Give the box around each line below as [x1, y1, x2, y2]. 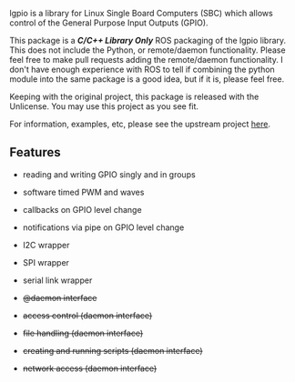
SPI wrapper [22, 256, 70, 267]
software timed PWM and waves [22, 186, 145, 197]
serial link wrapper [22, 275, 93, 286]
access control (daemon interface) [22, 309, 153, 321]
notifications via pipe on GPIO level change [22, 222, 185, 233]
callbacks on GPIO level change [22, 204, 143, 215]
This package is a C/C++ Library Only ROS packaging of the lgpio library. [9, 35, 287, 45]
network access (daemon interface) [22, 363, 158, 374]
